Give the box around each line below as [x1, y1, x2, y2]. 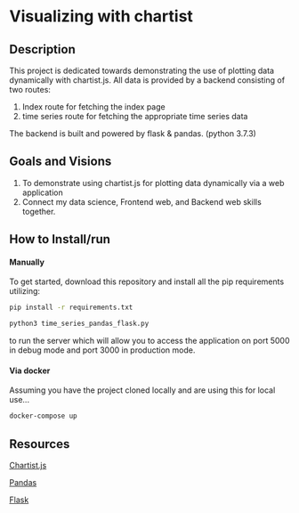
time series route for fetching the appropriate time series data [21, 111, 248, 121]
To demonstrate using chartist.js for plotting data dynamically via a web [21, 177, 285, 188]
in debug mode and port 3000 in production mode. [9, 345, 196, 355]
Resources [9, 436, 70, 452]
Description [9, 42, 76, 57]
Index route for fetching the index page [21, 102, 166, 112]
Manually [9, 256, 44, 267]
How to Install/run [9, 232, 111, 247]
